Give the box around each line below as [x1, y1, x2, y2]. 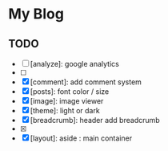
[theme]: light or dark [30, 106, 100, 115]
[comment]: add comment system [30, 77, 142, 87]
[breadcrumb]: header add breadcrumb [30, 116, 160, 124]
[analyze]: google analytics [30, 59, 120, 68]
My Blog [8, 5, 64, 23]
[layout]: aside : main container [30, 133, 133, 143]
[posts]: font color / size [30, 87, 110, 96]
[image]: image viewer [30, 96, 104, 105]
